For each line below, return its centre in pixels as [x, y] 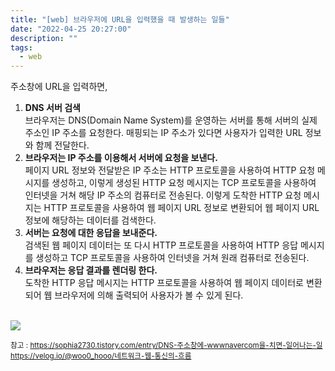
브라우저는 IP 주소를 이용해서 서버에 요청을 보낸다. [121, 158]
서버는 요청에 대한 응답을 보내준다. [91, 233]
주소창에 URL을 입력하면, [59, 87]
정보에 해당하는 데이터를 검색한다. [90, 220]
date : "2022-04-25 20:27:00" [71, 29]
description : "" [44, 38]
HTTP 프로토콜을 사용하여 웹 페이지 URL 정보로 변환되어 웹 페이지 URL [181, 208]
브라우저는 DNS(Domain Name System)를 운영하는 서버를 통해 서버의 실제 [171, 120]
